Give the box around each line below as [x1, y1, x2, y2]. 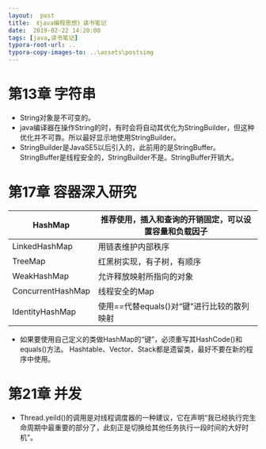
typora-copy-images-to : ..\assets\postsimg [8, 48, 154, 56]
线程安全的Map [97, 286, 154, 297]
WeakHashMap [12, 271, 70, 282]
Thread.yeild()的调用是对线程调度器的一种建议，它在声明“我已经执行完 [19, 413, 249, 422]
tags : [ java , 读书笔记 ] [8, 33, 78, 42]
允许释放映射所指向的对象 [97, 271, 194, 282]
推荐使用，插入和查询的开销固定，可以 [100, 213, 244, 224]
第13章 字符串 [8, 85, 97, 103]
